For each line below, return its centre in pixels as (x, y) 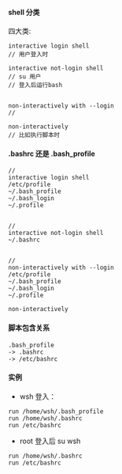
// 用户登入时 (28, 55)
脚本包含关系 (29, 328)
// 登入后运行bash (35, 85)
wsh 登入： (38, 396)
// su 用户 (25, 77)
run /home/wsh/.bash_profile (56, 411)
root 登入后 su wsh (50, 441)
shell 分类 (24, 12)
